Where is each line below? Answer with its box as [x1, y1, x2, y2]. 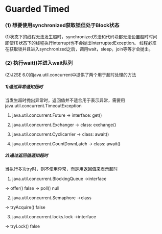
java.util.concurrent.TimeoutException [5, 103, 82, 108]
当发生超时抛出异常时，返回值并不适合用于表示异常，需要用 [5, 97, 125, 103]
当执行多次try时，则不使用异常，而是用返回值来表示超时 [5, 166, 118, 172]
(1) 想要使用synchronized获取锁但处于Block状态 [5, 22, 119, 29]
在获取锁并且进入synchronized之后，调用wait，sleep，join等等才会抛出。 [5, 46, 153, 52]
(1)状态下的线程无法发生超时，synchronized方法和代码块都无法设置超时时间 [5, 34, 158, 40]
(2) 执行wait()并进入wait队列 [5, 60, 73, 67]
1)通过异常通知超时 [5, 84, 43, 90]
